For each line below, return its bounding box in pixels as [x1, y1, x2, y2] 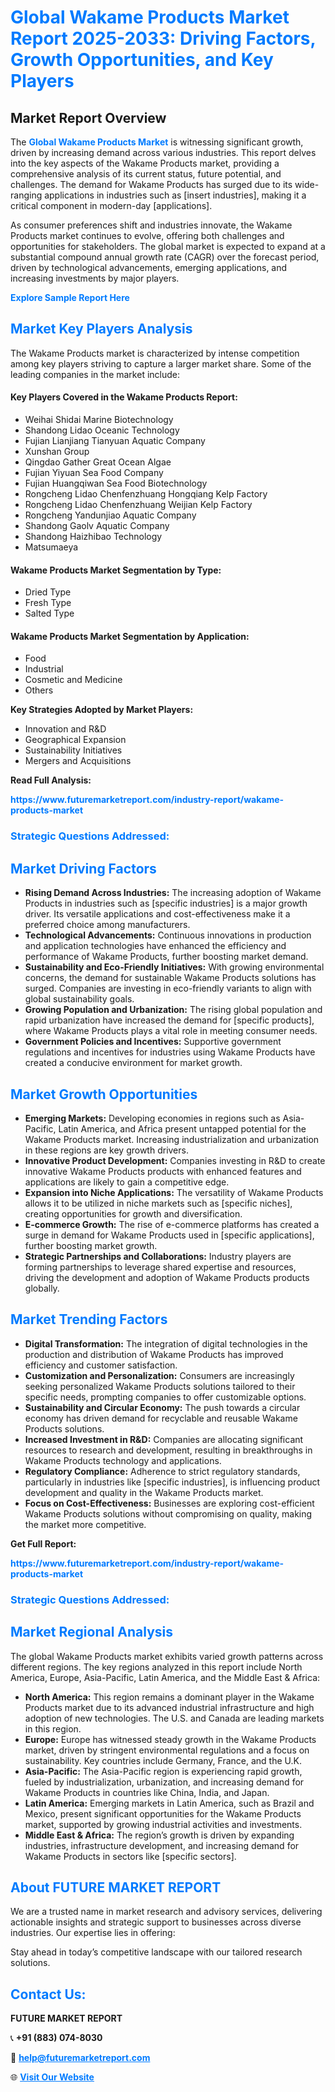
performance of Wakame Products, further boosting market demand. [24, 951, 309, 963]
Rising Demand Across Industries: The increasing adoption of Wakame [24, 887, 322, 899]
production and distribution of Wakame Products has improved [24, 1348, 284, 1360]
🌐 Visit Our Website [10, 2071, 95, 2083]
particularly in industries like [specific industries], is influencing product [24, 1476, 321, 1488]
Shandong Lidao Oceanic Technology [24, 424, 180, 436]
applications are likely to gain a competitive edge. [24, 1176, 230, 1188]
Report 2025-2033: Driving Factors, [10, 27, 316, 50]
